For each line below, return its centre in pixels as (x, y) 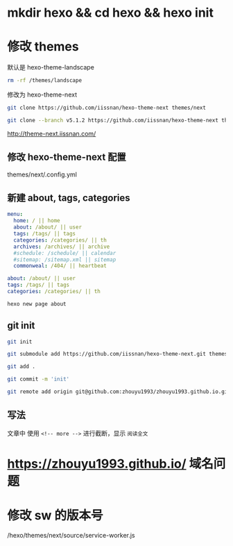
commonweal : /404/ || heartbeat (60, 266)
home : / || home (37, 221)
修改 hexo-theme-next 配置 (67, 157)
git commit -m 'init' (38, 379)
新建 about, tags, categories (69, 198)
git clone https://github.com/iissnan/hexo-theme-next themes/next (107, 108)
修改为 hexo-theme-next (42, 94)
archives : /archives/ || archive (62, 247)
